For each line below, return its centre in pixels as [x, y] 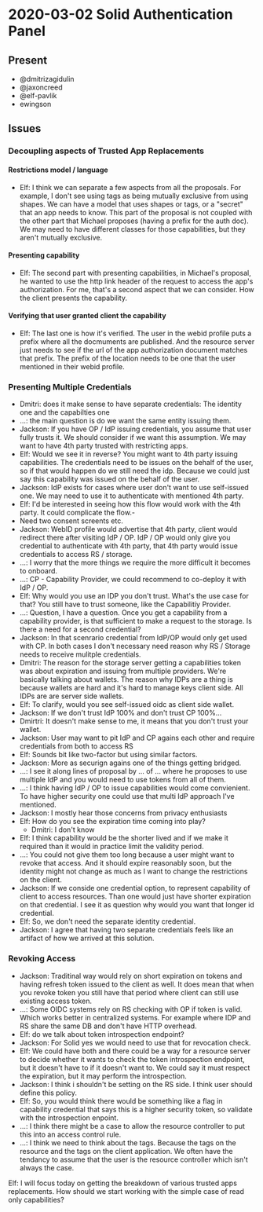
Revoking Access [42, 958]
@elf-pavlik [38, 95]
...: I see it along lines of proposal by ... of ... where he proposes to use [133, 771]
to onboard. [38, 571]
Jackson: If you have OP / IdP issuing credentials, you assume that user [135, 429]
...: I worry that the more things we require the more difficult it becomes [135, 562]
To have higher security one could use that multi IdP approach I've [127, 796]
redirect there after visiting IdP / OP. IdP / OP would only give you [125, 538]
